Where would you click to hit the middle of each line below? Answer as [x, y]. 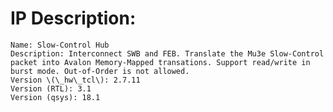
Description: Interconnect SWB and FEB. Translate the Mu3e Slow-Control [167, 53]
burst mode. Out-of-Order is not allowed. [100, 71]
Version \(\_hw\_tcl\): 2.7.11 [75, 80]
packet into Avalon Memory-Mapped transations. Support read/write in [160, 62]
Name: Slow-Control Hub [60, 45]
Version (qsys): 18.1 [55, 97]
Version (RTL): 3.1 [51, 88]
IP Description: [73, 18]
